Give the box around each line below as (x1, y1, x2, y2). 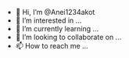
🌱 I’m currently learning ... (15, 24, 99, 33)
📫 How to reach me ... (15, 42, 88, 50)
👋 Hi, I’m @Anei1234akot (15, 8, 95, 16)
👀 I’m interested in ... (15, 16, 82, 25)
